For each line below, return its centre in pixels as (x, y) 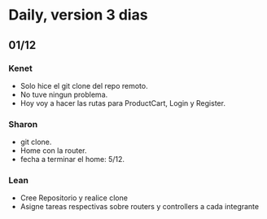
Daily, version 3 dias (78, 15)
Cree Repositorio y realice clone (74, 198)
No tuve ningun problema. (64, 94)
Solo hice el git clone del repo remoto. (84, 85)
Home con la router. (53, 151)
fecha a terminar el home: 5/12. (72, 160)
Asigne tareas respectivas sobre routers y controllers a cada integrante (139, 207)
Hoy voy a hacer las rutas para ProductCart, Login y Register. (123, 103)
